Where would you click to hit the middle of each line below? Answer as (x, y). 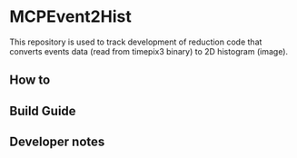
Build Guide (43, 111)
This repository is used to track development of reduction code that (136, 42)
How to (30, 80)
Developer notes (57, 142)
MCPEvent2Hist (70, 17)
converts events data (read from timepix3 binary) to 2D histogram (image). (149, 51)
